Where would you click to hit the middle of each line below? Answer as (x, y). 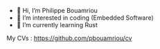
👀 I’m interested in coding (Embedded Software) (85, 18)
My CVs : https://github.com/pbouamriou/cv (69, 38)
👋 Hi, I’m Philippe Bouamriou (57, 11)
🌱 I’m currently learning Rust (57, 25)
